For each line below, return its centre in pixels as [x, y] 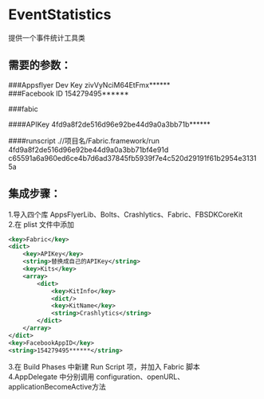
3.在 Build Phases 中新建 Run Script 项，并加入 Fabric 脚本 [104, 366]
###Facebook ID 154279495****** [69, 93]
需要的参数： [40, 65]
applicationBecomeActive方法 [57, 386]
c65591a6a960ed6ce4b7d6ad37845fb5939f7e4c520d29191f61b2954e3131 [132, 158]
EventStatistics [60, 15]
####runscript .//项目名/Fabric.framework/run [84, 140]
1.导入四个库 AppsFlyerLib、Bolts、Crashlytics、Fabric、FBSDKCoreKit [126, 214]
